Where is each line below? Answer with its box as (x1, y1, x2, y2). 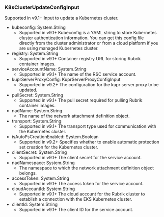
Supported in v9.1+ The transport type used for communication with (19, 123, 157, 129)
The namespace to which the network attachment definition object (19, 165, 154, 171)
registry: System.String (11, 50, 58, 56)
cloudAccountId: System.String (11, 186, 75, 192)
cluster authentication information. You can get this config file (19, 35, 144, 41)
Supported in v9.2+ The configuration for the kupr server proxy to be (19, 82, 159, 88)
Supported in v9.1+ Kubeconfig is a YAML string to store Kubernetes (19, 30, 157, 36)
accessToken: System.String (11, 175, 70, 181)
